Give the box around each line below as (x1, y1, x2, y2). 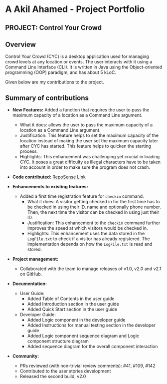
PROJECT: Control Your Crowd (5, 23, 102, 32)
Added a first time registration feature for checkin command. (19, 193, 144, 199)
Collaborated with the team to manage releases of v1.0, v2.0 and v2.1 (19, 266, 162, 272)
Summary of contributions (5, 93, 89, 102)
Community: (12, 353, 39, 359)
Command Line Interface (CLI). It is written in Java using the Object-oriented (5, 64, 163, 70)
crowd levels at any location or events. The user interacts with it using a (5, 59, 153, 65)
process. (19, 148, 38, 154)
